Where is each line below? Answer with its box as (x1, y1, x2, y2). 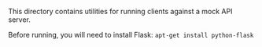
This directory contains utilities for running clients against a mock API (8, 7, 233, 16)
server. (8, 15, 31, 24)
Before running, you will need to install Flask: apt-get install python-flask (8, 31, 254, 39)
